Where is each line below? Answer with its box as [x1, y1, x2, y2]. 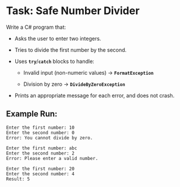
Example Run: [6, 109, 57, 119]
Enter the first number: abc [6, 145, 77, 151]
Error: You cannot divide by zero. [6, 135, 93, 141]
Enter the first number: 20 [6, 166, 75, 172]
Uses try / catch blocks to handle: [14, 58, 95, 65]
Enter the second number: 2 [6, 150, 75, 156]
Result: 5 [6, 176, 30, 182]
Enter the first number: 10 [6, 125, 75, 131]
